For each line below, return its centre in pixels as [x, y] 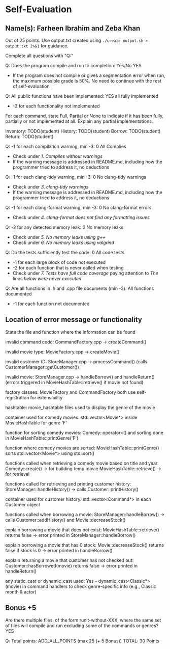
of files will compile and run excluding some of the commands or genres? [82, 626]
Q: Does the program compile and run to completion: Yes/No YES [74, 65]
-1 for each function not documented [51, 304]
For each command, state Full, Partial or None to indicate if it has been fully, [84, 116]
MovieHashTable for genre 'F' [36, 423]
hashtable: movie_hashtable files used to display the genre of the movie [80, 407]
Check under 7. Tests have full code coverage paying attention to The [85, 273]
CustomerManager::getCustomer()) [42, 367]
